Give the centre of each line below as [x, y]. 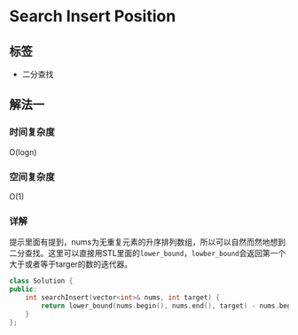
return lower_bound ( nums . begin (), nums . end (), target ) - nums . [160, 306]
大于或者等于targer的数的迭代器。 [71, 264]
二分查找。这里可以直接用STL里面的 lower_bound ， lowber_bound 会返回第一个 [148, 253]
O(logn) [23, 152]
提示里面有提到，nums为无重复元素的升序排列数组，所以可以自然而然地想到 [148, 242]
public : [24, 290]
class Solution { [41, 281]
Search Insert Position [93, 16]
